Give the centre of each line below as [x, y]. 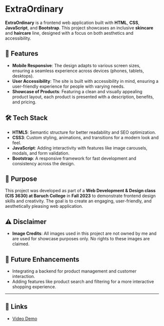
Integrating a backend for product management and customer [74, 271]
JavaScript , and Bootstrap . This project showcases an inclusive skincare [79, 27]
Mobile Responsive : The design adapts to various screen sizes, [76, 65]
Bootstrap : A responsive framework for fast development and [74, 158]
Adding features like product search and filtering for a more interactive [83, 281]
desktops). [23, 76]
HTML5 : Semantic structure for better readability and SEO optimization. [84, 132]
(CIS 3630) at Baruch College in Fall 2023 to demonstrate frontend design [81, 196]
